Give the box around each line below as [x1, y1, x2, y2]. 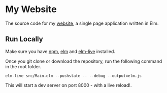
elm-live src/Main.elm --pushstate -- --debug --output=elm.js [5, 73, 142, 78]
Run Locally [5, 35, 43, 43]
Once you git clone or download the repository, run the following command [5, 58, 162, 64]
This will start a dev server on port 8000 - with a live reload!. [5, 82, 132, 88]
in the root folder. [5, 63, 42, 69]
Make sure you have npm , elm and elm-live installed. [5, 48, 115, 54]
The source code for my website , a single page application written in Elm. [5, 20, 159, 26]
